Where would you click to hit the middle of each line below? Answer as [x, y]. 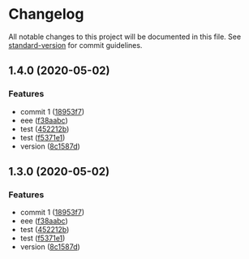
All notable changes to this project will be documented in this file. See [125, 37]
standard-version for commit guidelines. [75, 45]
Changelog [46, 14]
